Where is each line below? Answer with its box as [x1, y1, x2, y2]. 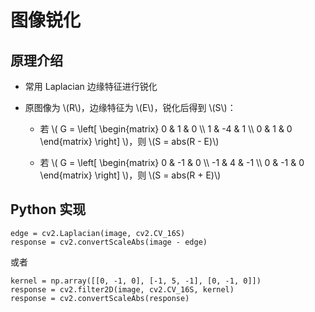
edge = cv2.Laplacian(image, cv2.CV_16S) [10, 228, 186, 238]
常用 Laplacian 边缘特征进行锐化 [24, 81, 158, 92]
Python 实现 [10, 201, 87, 218]
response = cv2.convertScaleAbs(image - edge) [10, 237, 208, 247]
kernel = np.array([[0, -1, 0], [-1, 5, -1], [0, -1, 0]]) [10, 276, 262, 286]
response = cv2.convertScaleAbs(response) [10, 293, 190, 303]
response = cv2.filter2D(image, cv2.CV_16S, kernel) [10, 284, 235, 295]
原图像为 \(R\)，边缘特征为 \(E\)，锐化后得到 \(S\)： [24, 102, 237, 113]
